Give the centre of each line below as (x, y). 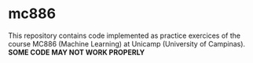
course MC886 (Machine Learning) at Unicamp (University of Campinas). (127, 43)
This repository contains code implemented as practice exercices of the (125, 35)
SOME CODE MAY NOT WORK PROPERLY (77, 52)
